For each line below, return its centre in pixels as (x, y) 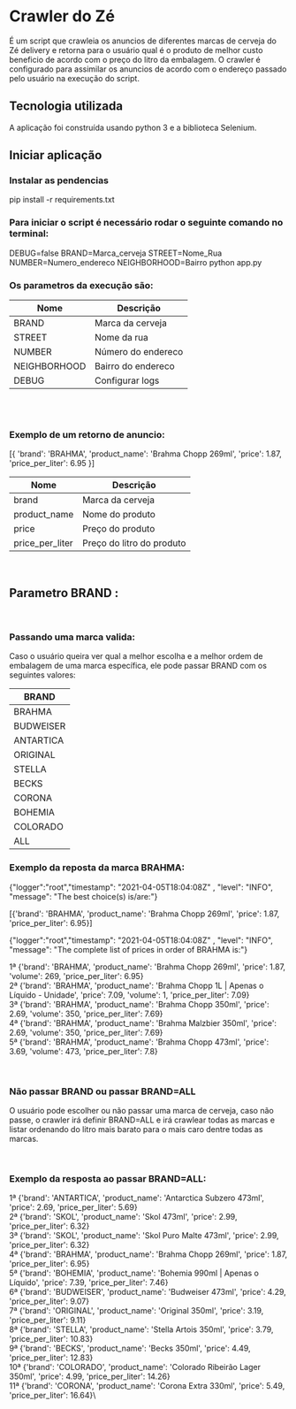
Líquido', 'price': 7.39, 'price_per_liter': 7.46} (89, 1283)
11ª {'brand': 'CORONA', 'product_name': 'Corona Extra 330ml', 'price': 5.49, (147, 1386)
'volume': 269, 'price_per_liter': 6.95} (76, 976)
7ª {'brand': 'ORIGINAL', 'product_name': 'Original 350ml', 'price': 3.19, (137, 1311)
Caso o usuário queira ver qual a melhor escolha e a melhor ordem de (136, 656)
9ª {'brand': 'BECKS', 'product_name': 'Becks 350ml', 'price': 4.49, (130, 1348)
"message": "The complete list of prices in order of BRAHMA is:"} (129, 949)
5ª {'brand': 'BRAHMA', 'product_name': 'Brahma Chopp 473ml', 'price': (139, 1042)
